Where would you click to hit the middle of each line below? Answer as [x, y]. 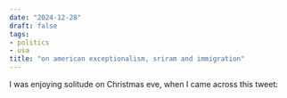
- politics [29, 42]
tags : [19, 34]
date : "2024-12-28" [45, 17]
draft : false [33, 26]
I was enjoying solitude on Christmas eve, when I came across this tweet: [144, 84]
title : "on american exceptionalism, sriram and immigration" [127, 59]
